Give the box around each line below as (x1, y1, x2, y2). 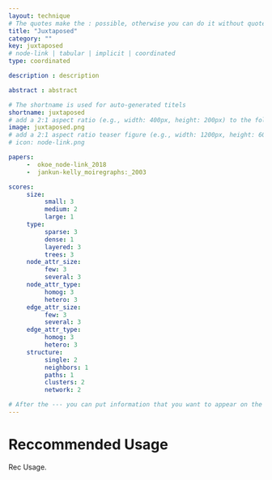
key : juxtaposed (8, 42, 63, 50)
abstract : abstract (8, 86, 79, 94)
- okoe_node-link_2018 (26, 160, 107, 168)
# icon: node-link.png (8, 138, 85, 147)
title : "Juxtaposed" (8, 27, 79, 35)
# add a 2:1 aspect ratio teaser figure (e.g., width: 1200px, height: (8, 131, 255, 139)
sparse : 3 (44, 227, 79, 236)
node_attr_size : (26, 258, 82, 266)
